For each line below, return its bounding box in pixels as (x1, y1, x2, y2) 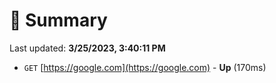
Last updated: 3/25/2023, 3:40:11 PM (9, 42, 166, 54)
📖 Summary (9, 9, 108, 32)
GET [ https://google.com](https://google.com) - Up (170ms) (23, 61, 267, 73)
